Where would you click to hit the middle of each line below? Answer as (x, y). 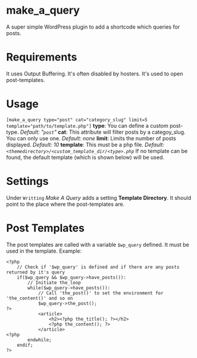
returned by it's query (36, 272)
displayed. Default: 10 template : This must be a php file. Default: (85, 145)
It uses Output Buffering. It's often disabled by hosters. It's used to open (95, 73)
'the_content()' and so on (40, 298)
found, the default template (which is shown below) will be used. (85, 157)
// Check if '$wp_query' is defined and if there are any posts (98, 267)
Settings (27, 181)
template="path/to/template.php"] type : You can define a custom (87, 125)
